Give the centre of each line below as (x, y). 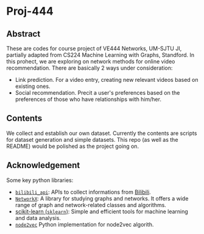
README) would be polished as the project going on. (72, 146)
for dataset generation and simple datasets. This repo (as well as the (92, 139)
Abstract (23, 34)
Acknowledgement (43, 165)
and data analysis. (38, 218)
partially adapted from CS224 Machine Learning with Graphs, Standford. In (100, 55)
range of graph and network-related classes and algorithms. (90, 205)
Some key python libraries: (40, 180)
